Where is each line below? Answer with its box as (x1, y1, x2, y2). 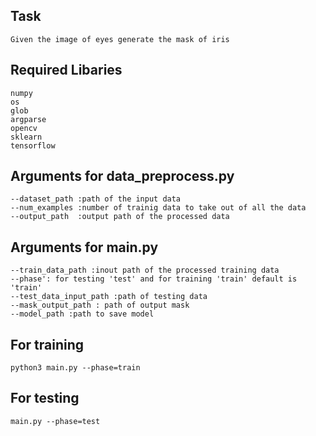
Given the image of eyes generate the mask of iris (10, 34, 230, 44)
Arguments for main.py (10, 239, 159, 256)
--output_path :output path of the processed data (10, 212, 230, 222)
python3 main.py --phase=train (10, 363, 141, 373)
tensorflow (10, 140, 56, 151)
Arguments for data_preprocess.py (10, 168, 235, 185)
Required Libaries (10, 62, 123, 79)
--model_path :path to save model (10, 309, 155, 319)
